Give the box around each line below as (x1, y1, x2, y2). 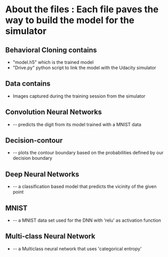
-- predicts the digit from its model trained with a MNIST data (12, 121, 141, 127)
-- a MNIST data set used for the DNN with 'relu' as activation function (12, 217, 161, 223)
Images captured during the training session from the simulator (12, 93, 146, 99)
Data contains (5, 79, 51, 88)
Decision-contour (5, 136, 63, 145)
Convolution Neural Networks (5, 108, 102, 116)
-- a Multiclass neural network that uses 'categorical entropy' (12, 245, 142, 251)
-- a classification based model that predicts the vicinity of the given (12, 183, 157, 190)
